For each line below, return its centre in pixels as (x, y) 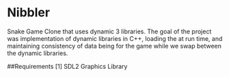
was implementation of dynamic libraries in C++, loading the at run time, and (115, 38)
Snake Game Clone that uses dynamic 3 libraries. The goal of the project (109, 31)
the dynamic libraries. (38, 53)
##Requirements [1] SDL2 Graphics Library (67, 66)
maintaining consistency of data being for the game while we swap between (114, 46)
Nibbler (28, 13)
